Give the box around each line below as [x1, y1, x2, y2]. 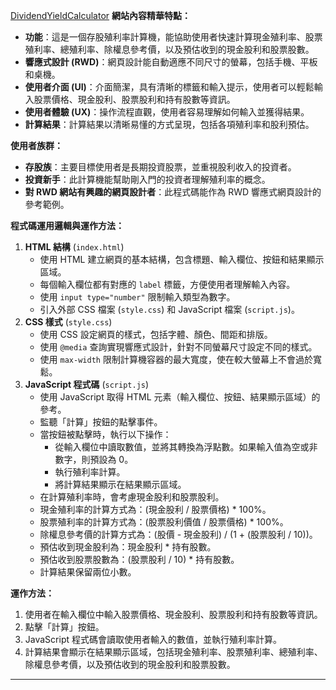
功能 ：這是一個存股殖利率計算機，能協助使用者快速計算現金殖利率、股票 [24, 31, 323, 43]
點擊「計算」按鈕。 [24, 621, 105, 633]
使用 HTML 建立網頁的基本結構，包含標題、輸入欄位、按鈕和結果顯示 [39, 254, 325, 265]
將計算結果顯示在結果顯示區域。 [54, 479, 187, 490]
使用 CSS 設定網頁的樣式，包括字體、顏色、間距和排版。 [39, 329, 273, 340]
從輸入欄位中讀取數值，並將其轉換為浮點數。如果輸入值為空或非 [54, 441, 318, 453]
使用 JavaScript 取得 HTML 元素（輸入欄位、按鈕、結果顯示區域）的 [39, 391, 321, 403]
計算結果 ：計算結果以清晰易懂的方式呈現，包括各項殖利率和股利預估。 [24, 119, 315, 130]
